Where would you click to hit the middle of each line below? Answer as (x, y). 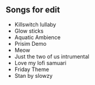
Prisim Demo (30, 43)
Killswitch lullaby (35, 24)
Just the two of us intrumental (52, 56)
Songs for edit (33, 10)
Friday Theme (32, 69)
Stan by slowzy (33, 75)
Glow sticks (29, 31)
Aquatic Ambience (38, 37)
